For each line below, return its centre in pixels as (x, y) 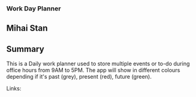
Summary (25, 49)
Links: (14, 88)
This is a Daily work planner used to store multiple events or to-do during (98, 64)
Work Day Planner (34, 9)
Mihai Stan (27, 28)
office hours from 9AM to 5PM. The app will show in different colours (93, 70)
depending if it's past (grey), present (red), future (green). (79, 77)
